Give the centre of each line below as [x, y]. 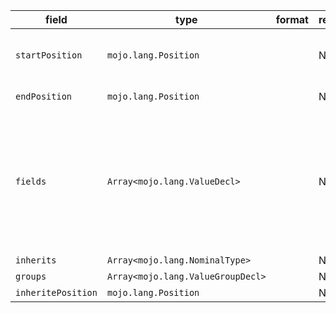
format [292, 19]
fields [31, 181]
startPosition [49, 55]
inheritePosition [56, 292]
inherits [36, 260]
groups [31, 276]
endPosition [44, 96]
